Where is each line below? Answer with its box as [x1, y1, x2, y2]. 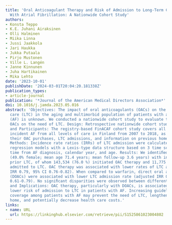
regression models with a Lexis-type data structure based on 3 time [10, 145, 161, 151]
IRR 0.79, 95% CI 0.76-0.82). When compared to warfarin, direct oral [10, 169, 164, 174]
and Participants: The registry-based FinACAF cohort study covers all [10, 126, 166, 131]
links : [5, 202, 19, 208]
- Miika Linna [5, 36, 36, 41]
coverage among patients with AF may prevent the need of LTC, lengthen [10, 193, 168, 198]
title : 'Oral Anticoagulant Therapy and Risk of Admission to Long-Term [5, 7, 164, 13]
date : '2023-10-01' [5, 79, 47, 84]
